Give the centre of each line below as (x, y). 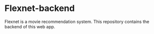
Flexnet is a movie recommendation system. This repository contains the (77, 22)
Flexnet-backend (40, 8)
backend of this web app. (30, 26)
